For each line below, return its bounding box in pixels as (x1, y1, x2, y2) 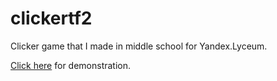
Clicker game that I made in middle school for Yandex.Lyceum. (10, 40, 268, 52)
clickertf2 (10, 7, 93, 30)
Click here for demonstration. (10, 59, 132, 71)
